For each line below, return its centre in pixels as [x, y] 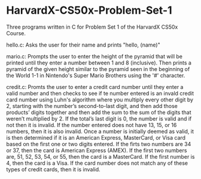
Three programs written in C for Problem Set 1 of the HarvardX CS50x [92, 27]
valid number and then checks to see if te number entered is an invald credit [100, 93]
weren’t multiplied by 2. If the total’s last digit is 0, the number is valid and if [99, 118]
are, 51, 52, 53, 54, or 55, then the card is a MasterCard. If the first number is [100, 156]
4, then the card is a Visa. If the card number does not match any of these [97, 163]
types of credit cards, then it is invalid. [53, 169]
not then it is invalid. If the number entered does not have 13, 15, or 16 [92, 125]
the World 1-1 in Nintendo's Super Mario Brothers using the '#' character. [96, 75]
